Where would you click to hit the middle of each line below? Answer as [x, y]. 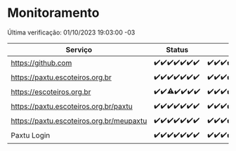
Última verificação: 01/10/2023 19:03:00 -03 [71, 32]
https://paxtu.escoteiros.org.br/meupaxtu [79, 121]
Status [177, 49]
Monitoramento [53, 13]
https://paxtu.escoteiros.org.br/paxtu [72, 107]
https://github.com [41, 63]
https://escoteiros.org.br [51, 92]
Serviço [79, 49]
